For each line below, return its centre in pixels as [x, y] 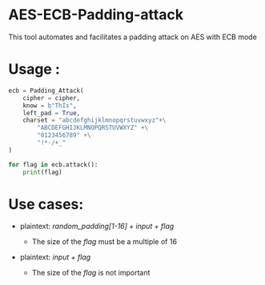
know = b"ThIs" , [50, 106]
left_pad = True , [52, 113]
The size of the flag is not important [91, 273]
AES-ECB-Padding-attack [96, 15]
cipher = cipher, [52, 98]
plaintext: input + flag [55, 257]
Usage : [34, 69]
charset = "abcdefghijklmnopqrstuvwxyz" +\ [94, 120]
